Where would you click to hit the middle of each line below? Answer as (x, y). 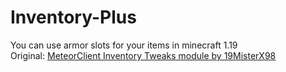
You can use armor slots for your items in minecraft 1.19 (124, 45)
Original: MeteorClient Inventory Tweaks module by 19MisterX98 (143, 55)
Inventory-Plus (73, 17)
